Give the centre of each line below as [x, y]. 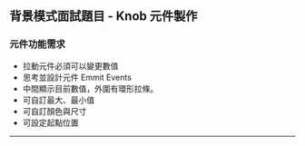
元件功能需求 [38, 44]
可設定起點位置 [50, 122]
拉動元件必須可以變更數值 [70, 65]
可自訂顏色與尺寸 [54, 111]
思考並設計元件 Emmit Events [77, 77]
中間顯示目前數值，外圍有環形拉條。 [90, 88]
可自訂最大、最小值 [59, 100]
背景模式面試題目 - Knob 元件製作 [103, 16]
